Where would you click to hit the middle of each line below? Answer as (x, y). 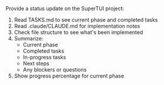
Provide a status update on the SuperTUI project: (65, 8)
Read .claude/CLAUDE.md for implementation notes (77, 26)
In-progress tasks (44, 57)
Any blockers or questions (55, 69)
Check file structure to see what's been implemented (78, 32)
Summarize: (29, 38)
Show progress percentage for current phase (69, 76)
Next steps (36, 63)
